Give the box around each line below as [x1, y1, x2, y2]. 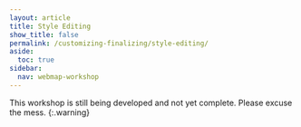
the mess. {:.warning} [9, 106, 91, 118]
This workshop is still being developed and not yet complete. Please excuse [9, 97, 293, 108]
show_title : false [9, 30, 79, 39]
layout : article [9, 13, 71, 23]
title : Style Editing [9, 22, 92, 31]
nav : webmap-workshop [17, 73, 100, 82]
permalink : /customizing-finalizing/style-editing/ [9, 38, 209, 48]
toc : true [17, 55, 54, 64]
